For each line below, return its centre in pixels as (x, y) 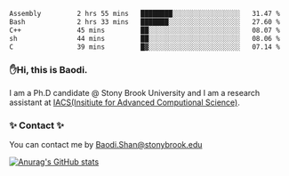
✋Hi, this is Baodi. (48, 70)
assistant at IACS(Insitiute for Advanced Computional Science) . (124, 102)
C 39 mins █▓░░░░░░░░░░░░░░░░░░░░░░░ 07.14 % (144, 47)
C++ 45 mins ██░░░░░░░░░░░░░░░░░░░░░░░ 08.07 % (144, 30)
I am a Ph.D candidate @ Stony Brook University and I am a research (135, 92)
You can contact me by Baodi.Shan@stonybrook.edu (106, 144)
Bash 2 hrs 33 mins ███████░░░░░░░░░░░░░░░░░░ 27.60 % (144, 22)
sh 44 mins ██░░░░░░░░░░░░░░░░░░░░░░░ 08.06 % (144, 38)
